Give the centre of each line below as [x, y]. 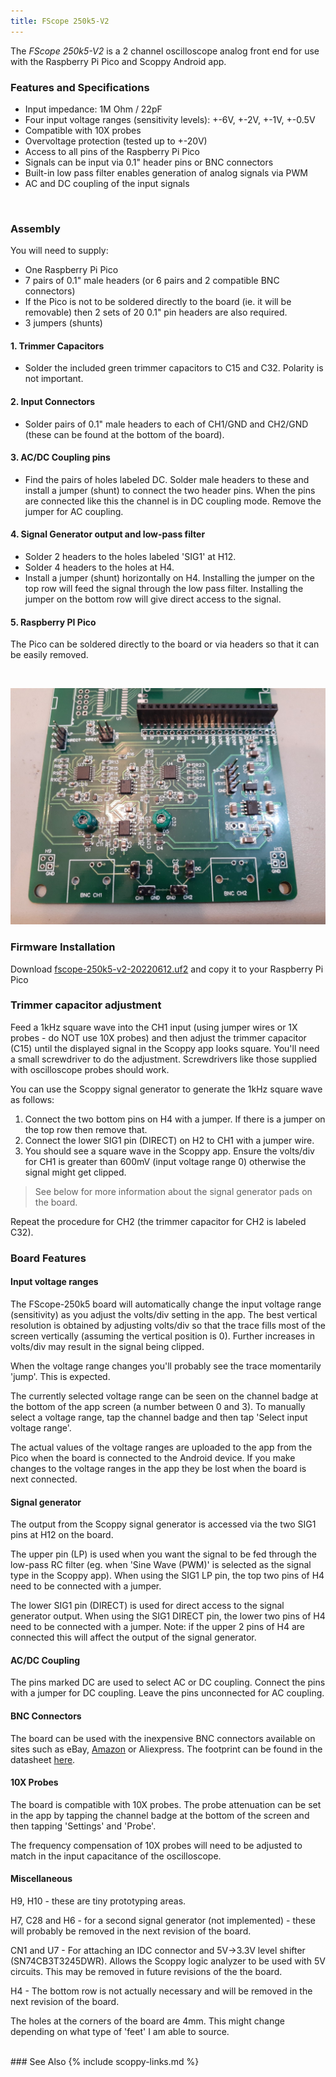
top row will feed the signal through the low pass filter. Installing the [164, 589]
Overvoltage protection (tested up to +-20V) [116, 141]
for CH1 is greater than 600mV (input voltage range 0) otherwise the [165, 1161]
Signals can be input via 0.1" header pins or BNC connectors [149, 162]
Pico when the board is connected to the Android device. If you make [153, 1457]
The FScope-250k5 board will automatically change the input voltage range [166, 1304]
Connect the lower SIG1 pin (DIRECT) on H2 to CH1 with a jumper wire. [169, 1140]
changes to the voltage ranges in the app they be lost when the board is [158, 1468]
